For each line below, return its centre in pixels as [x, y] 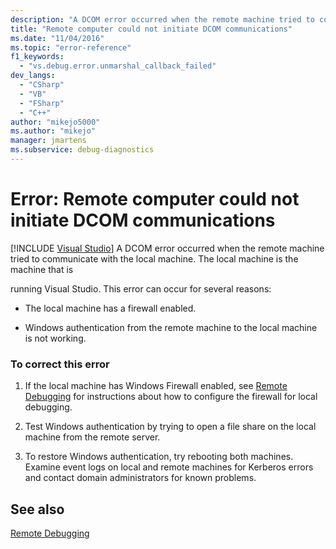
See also [37, 509]
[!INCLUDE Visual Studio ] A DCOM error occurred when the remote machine [167, 248]
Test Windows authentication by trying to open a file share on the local [170, 427]
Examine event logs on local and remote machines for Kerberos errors [169, 467]
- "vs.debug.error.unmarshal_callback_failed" [118, 66]
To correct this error [60, 364]
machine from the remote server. [92, 437]
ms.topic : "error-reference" [71, 47]
